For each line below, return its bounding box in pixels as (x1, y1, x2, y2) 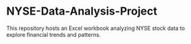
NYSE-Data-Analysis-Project (6, 4, 157, 18)
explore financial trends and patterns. (6, 31, 101, 38)
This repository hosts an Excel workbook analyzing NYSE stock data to (6, 24, 185, 32)
